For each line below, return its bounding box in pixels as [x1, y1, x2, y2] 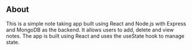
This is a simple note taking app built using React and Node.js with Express [6, 20, 187, 27]
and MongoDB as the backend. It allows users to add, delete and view [6, 26, 174, 33]
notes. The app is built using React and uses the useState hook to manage [6, 32, 185, 40]
